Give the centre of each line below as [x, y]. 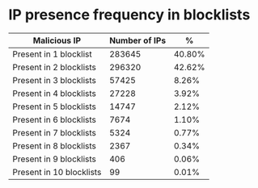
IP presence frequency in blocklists [129, 15]
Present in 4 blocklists [55, 93]
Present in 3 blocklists [55, 80]
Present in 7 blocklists [55, 132]
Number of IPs [137, 40]
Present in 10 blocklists [57, 172]
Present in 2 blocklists [55, 67]
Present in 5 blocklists [55, 107]
